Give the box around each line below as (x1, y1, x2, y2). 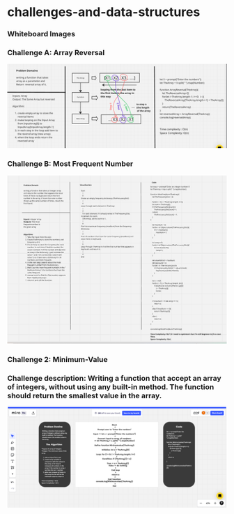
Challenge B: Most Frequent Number (7, 159, 134, 169)
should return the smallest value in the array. (7, 391, 162, 400)
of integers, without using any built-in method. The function (7, 381, 214, 391)
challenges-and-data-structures (7, 4, 201, 20)
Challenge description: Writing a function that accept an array (7, 373, 221, 383)
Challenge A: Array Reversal (7, 48, 105, 58)
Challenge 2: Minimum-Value (7, 354, 108, 364)
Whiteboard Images (7, 29, 75, 39)
